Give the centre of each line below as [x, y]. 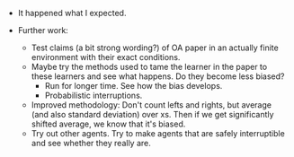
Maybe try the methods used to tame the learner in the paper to [149, 67]
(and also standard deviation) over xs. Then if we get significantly [152, 114]
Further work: [43, 30]
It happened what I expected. [72, 13]
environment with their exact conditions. [106, 57]
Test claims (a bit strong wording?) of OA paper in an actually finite [155, 48]
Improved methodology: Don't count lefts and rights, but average [151, 105]
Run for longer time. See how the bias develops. [134, 86]
